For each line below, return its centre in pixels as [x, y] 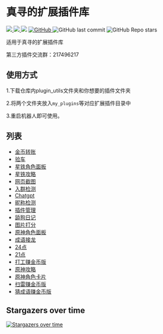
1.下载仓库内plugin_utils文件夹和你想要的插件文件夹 [68, 90]
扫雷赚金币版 [30, 284]
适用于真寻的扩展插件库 [35, 42]
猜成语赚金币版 [33, 291]
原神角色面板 [30, 232]
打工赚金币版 [30, 262]
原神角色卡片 [30, 276]
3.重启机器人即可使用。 [35, 116]
